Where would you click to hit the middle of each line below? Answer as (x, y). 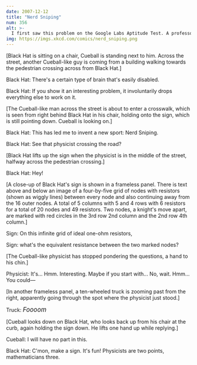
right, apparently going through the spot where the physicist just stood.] (93, 298)
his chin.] (17, 262)
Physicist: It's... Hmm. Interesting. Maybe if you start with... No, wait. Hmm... (98, 274)
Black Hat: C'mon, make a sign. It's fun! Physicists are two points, (85, 351)
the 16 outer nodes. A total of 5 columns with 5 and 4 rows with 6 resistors (96, 203)
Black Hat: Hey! (25, 173)
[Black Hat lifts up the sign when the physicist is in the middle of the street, (96, 155)
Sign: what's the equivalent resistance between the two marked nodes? (92, 245)
